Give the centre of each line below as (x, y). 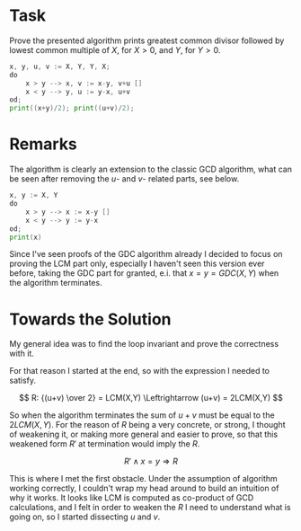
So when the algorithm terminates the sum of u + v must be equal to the (142, 415)
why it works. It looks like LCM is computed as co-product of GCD (132, 498)
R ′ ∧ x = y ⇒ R (151, 461)
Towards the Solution (90, 319)
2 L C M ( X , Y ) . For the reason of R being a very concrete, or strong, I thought (147, 425)
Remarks (44, 144)
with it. (22, 354)
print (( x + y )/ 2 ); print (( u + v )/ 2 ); (72, 109)
